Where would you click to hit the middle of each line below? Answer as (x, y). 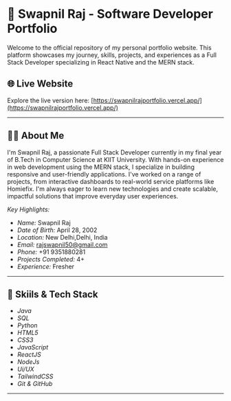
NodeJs (28, 362)
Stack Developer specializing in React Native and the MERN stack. (101, 62)
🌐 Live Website (40, 84)
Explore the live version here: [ (51, 100)
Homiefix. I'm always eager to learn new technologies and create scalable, (113, 189)
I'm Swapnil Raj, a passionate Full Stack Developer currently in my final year (114, 152)
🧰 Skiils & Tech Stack (53, 294)
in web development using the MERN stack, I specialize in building (101, 167)
